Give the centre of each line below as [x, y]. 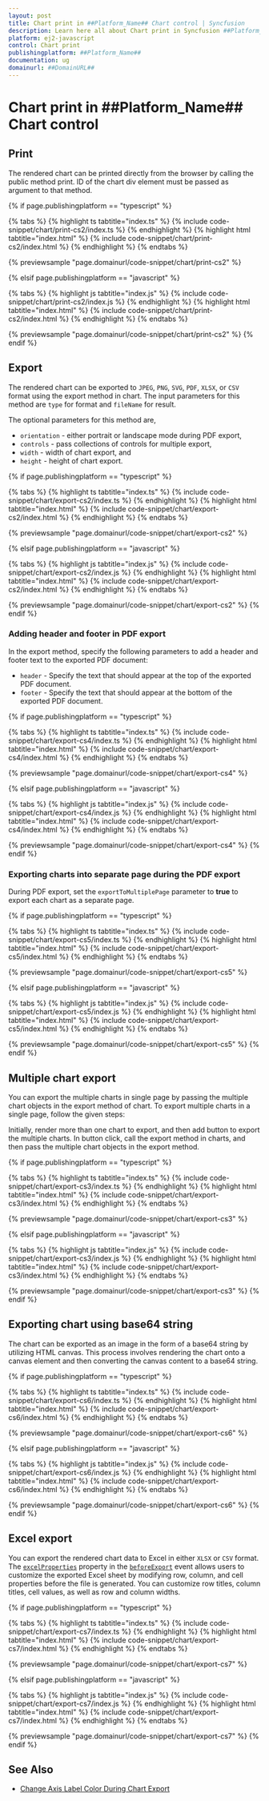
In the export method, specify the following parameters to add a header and [133, 651]
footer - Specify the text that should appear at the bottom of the [126, 692]
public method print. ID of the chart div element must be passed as [119, 182]
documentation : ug [39, 61]
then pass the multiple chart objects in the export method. [104, 1146]
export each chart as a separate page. [71, 900]
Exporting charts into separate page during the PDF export [124, 874]
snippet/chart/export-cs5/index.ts [64, 940]
